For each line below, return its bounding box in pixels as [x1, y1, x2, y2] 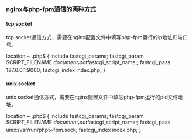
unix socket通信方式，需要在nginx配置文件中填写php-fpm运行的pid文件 [6, 93, 178, 100]
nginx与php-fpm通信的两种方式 [6, 5, 96, 13]
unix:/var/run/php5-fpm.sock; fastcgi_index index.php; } [6, 126, 142, 133]
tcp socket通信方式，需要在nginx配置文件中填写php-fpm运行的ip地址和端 [6, 34, 183, 41]
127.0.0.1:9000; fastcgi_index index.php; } [6, 66, 106, 74]
